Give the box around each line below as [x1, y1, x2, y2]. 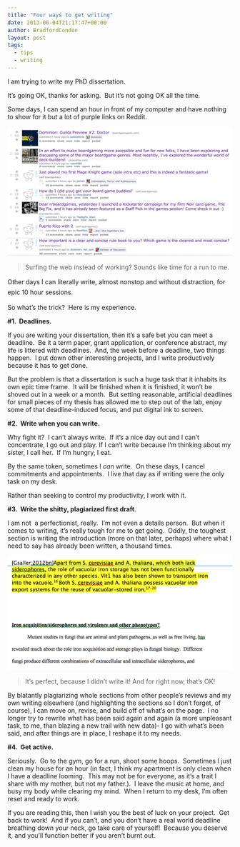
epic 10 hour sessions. [7, 288, 74, 296]
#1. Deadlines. [7, 317, 52, 326]
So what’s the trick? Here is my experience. [7, 304, 137, 312]
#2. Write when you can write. [7, 419, 100, 428]
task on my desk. [7, 477, 58, 486]
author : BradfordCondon [7, 26, 79, 34]
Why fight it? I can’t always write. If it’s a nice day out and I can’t [7, 433, 200, 442]
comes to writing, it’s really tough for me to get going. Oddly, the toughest [7, 526, 226, 535]
